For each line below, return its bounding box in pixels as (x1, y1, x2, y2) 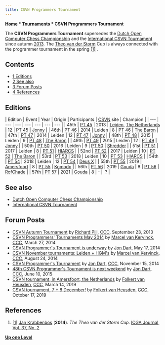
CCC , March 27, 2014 (12, 239, 56, 245)
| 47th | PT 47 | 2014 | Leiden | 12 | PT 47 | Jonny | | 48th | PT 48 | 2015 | (5, 132, 154, 138)
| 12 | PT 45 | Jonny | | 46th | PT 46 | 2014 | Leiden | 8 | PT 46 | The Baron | (5, 127, 159, 133)
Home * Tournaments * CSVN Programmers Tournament (5, 21, 124, 27)
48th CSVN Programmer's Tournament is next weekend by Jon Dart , (12, 266, 152, 271)
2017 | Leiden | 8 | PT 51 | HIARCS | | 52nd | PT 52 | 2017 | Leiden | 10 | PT (5, 148, 156, 154)
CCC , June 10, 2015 (12, 271, 53, 277)
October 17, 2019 (12, 292, 46, 298)
